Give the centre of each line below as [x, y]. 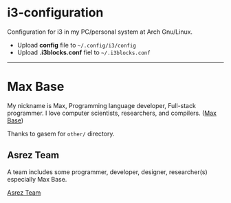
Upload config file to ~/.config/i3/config [76, 45]
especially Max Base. [37, 179]
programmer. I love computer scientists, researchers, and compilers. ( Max [112, 113]
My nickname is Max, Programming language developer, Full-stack [101, 105]
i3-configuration [55, 13]
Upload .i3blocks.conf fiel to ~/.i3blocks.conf [84, 52]
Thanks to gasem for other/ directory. [61, 133]
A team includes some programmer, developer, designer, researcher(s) [107, 172]
